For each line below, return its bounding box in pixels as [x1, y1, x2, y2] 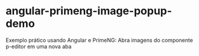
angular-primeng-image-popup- [5, 4, 172, 18]
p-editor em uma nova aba [5, 43, 72, 50]
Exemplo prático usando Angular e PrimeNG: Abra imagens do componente [5, 36, 194, 43]
